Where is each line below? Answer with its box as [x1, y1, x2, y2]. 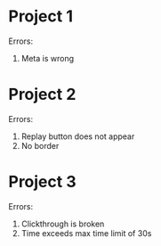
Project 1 [8, 6, 73, 27]
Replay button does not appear [20, 131, 135, 142]
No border [20, 140, 60, 151]
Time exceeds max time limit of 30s [20, 227, 152, 238]
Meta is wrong [20, 53, 75, 63]
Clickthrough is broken [20, 218, 105, 229]
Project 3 [8, 172, 76, 193]
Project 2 [8, 85, 76, 104]
